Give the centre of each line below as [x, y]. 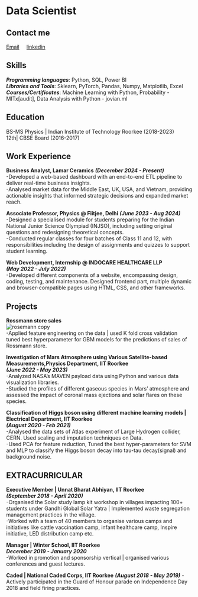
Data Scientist [41, 11]
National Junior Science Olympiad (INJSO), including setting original [89, 226]
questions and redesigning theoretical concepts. [65, 233]
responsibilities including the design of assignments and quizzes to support [98, 245]
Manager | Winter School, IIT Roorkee [53, 545]
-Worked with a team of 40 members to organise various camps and [89, 521]
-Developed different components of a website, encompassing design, [92, 275]
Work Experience [39, 156]
